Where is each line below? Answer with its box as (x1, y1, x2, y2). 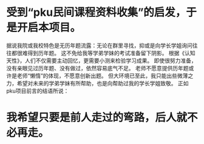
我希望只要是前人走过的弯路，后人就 (6, 111, 188, 125)
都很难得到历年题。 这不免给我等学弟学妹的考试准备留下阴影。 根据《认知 (11, 49, 195, 56)
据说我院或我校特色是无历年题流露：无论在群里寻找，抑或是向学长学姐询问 (6, 42, 192, 49)
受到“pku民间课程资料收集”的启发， (6, 5, 186, 19)
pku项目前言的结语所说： (6, 87, 69, 94)
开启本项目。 (17, 21, 81, 34)
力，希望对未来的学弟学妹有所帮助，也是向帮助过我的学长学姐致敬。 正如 (6, 79, 189, 87)
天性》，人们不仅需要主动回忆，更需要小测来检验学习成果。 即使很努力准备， (6, 57, 197, 64)
